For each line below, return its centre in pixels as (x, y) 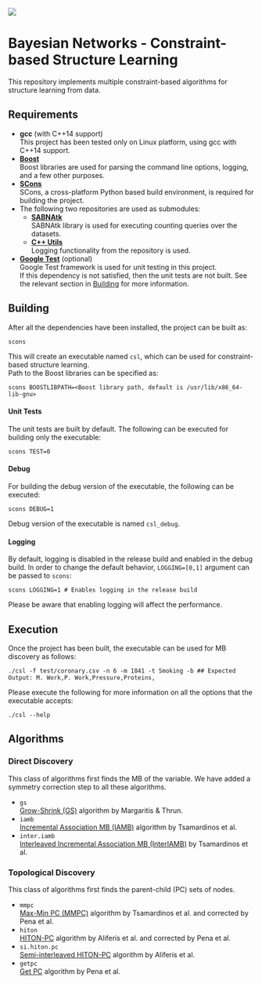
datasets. (46, 233)
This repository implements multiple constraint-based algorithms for (118, 82)
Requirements (43, 115)
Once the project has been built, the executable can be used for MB (117, 648)
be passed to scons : (40, 576)
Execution (33, 629)
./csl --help (29, 715)
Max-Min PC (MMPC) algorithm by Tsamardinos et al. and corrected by (134, 913)
